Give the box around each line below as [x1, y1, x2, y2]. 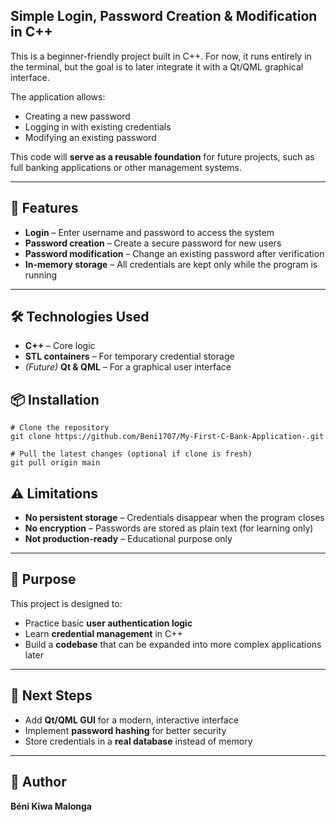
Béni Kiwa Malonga [10, 800, 92, 812]
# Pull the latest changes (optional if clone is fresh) [10, 449, 253, 459]
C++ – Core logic [24, 340, 96, 352]
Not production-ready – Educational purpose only [24, 533, 233, 545]
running [24, 269, 58, 281]
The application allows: [10, 90, 106, 103]
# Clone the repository [10, 423, 110, 433]
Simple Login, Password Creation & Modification [10, 8, 318, 25]
